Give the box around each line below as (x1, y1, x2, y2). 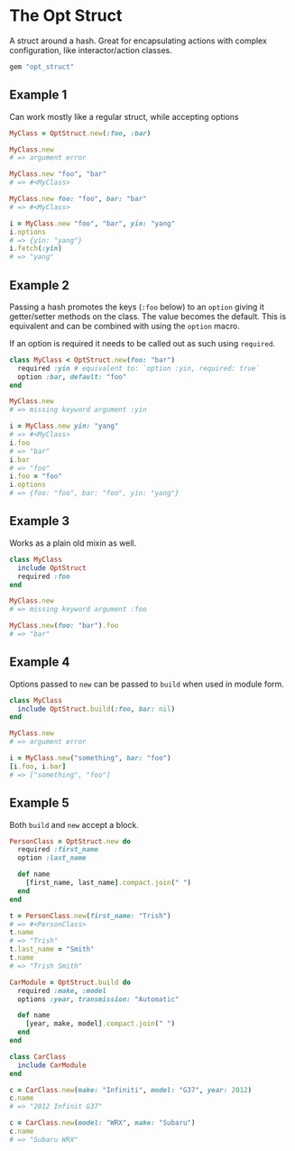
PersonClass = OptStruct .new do (9, 836, 131, 846)
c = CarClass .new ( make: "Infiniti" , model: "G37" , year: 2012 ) (9, 1085, 253, 1094)
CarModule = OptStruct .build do (9, 978, 131, 987)
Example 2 (9, 277, 69, 293)
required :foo (17, 572, 70, 581)
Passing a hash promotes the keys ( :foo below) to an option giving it (9, 301, 264, 312)
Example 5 (9, 796, 69, 811)
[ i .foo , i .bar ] (9, 761, 67, 771)
